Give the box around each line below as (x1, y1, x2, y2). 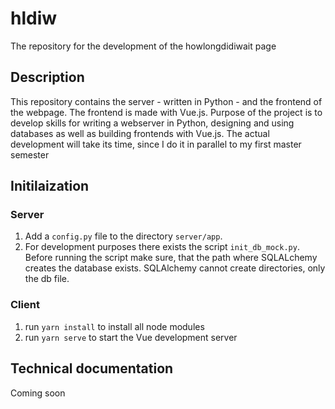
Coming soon (10, 387, 66, 399)
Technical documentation (10, 360, 174, 377)
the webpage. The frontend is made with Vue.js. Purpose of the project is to (10, 106, 323, 118)
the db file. (24, 273, 70, 285)
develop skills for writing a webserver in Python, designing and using (10, 117, 295, 129)
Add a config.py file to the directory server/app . (24, 230, 223, 242)
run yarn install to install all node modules (24, 320, 205, 332)
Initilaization (10, 178, 90, 195)
